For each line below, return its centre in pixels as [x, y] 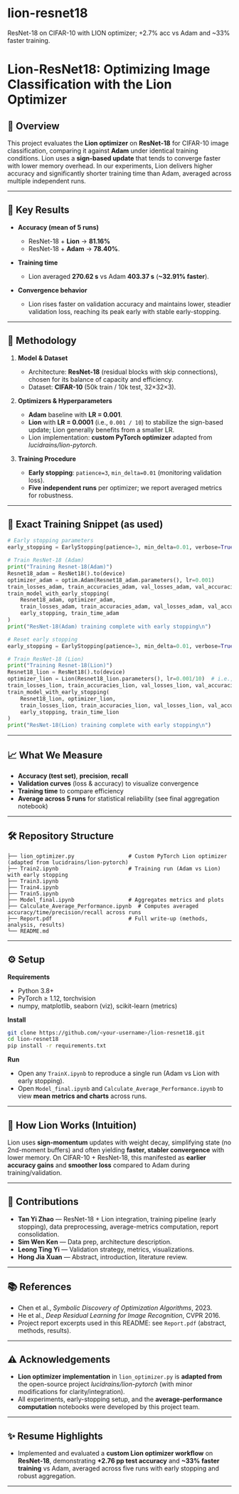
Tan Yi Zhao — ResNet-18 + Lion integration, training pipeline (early [117, 1219]
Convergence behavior [52, 290]
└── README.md [28, 931]
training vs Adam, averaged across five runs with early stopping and [118, 1468]
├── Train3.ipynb [33, 881]
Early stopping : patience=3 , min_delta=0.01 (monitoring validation [125, 472]
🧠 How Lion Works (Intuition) [72, 1125]
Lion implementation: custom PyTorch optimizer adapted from [120, 437]
